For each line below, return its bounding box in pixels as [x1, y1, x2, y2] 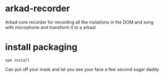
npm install [5, 57, 30, 63]
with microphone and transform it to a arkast [5, 24, 96, 30]
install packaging [5, 42, 78, 53]
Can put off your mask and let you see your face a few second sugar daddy [5, 66, 160, 72]
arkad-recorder [5, 3, 70, 14]
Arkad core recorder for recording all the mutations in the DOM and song [5, 19, 154, 25]
